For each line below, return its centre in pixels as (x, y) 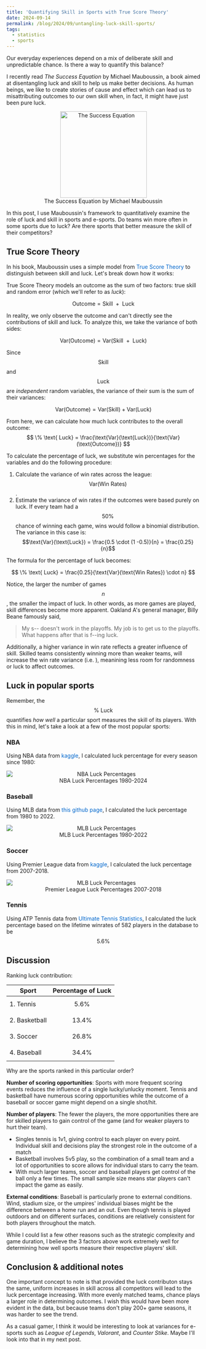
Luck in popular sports (50, 686)
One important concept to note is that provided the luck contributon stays (99, 1282)
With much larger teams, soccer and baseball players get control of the (105, 1171)
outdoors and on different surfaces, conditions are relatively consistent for (101, 1216)
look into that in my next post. (44, 1339)
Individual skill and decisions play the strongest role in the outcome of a (106, 1145)
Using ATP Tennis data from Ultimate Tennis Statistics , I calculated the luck (101, 918)
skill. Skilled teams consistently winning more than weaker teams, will (94, 653)
